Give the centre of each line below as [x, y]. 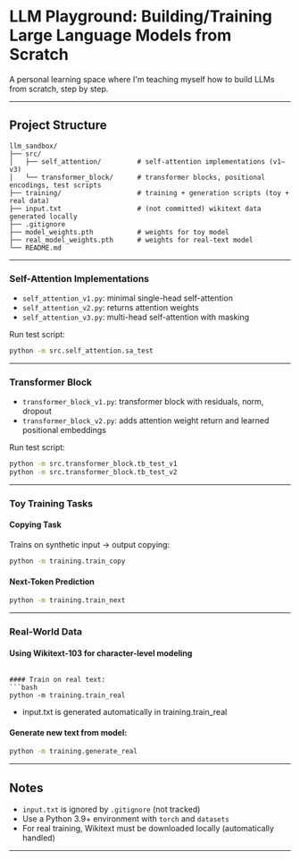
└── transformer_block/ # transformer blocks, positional [146, 177]
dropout [37, 411]
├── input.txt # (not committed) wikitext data [135, 209]
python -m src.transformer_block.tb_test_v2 [93, 473]
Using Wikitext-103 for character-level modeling [101, 653]
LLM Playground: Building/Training [141, 17]
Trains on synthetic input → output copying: [90, 545]
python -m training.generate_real [74, 752]
